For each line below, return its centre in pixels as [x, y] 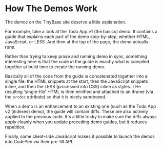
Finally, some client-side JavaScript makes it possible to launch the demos [80, 136]
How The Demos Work [51, 9]
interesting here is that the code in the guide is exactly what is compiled [77, 61]
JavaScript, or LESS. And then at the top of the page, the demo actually [77, 41]
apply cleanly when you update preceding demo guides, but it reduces [76, 122]
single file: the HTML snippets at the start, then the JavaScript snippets [77, 81]
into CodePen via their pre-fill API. [39, 141]
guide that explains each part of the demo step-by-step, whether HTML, [78, 37]
